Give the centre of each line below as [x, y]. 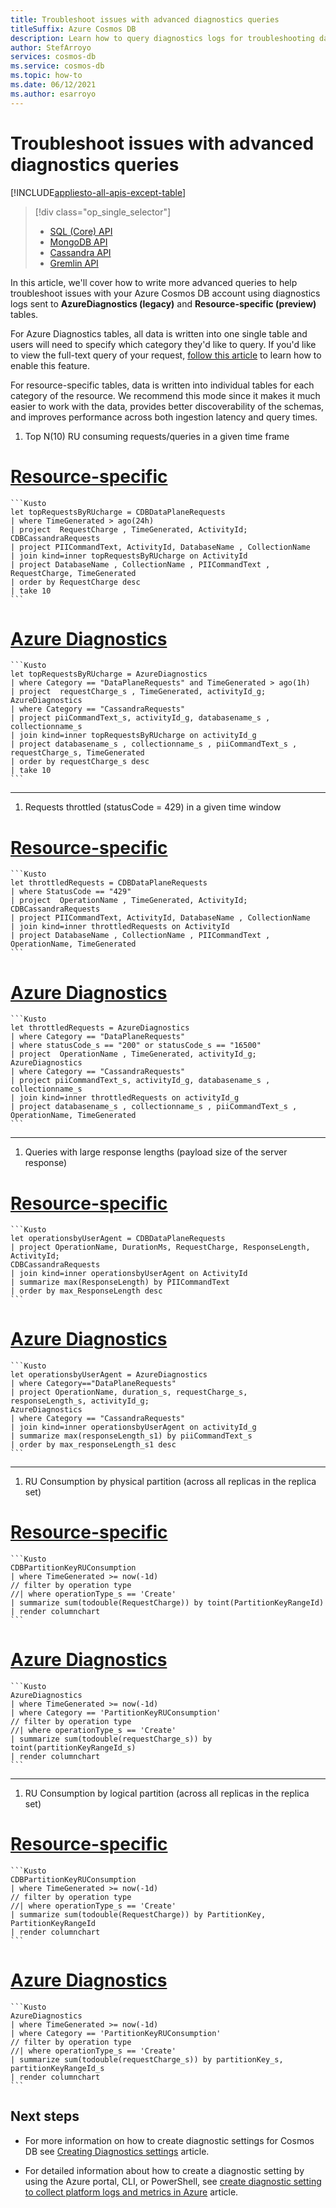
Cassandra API [80, 252]
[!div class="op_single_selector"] [103, 212]
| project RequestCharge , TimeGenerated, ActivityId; [129, 529]
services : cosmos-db [53, 57]
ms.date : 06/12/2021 [53, 85]
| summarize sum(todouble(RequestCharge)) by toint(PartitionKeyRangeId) [167, 1603]
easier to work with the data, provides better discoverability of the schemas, [167, 406]
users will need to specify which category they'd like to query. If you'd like [163, 344]
